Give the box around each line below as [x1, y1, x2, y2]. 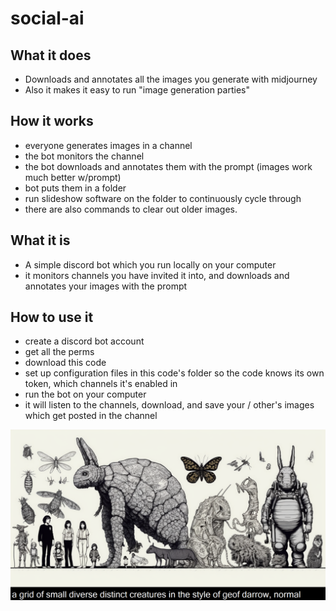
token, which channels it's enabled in [24, 378, 178, 390]
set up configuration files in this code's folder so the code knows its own [24, 367, 325, 379]
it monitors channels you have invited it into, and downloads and [24, 269, 290, 281]
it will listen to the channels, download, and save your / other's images [24, 399, 315, 411]
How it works [10, 113, 94, 130]
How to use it [10, 309, 94, 326]
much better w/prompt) [24, 171, 122, 183]
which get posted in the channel [24, 410, 158, 422]
